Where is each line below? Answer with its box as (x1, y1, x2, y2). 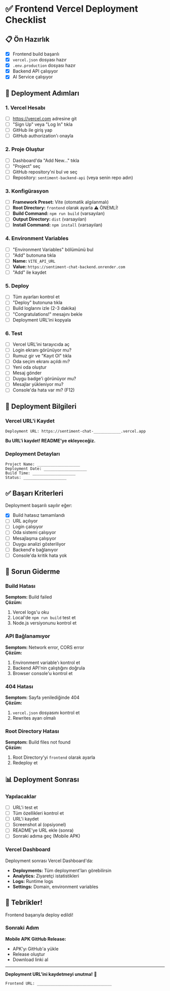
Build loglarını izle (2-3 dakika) (12, 305, 76, 311)
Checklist (5, 14, 47, 26)
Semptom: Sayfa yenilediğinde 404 (5, 694, 80, 700)
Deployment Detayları (5, 450, 60, 457)
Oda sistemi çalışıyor (12, 529, 57, 536)
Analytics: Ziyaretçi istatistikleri (12, 873, 79, 879)
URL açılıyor (12, 518, 38, 524)
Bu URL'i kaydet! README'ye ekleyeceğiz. (5, 438, 96, 444)
